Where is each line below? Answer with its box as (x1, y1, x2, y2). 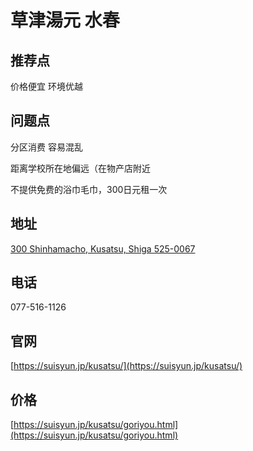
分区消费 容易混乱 (10, 141, 83, 153)
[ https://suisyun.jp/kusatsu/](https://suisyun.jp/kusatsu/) (10, 360, 243, 372)
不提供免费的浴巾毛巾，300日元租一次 (10, 183, 168, 195)
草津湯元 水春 (10, 9, 120, 32)
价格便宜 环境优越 (10, 81, 83, 92)
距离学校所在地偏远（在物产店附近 (10, 162, 151, 174)
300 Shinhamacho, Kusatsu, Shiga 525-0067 (10, 242, 196, 255)
